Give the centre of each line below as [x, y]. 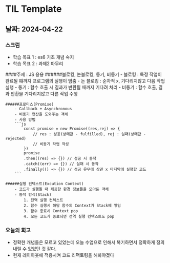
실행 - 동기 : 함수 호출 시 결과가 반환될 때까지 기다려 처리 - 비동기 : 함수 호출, [81, 87]
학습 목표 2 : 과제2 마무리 [38, 63]
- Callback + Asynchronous [43, 109]
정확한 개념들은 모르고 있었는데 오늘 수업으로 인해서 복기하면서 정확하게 [84, 242]
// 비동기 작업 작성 [51, 144]
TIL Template [34, 9]
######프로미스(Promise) [30, 104]
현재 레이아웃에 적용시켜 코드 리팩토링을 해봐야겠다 [63, 255]
